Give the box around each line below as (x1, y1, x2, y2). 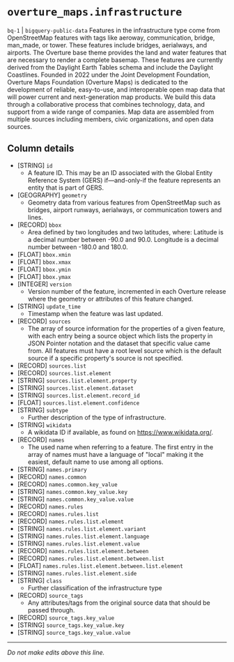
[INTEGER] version (17, 280, 72, 288)
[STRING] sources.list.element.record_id (17, 391, 141, 399)
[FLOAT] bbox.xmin (17, 250, 71, 258)
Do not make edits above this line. (7, 648, 105, 656)
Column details (7, 142, 75, 155)
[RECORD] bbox (17, 220, 62, 229)
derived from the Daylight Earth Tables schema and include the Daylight (7, 63, 214, 71)
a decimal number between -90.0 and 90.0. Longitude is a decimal (27, 235, 219, 243)
